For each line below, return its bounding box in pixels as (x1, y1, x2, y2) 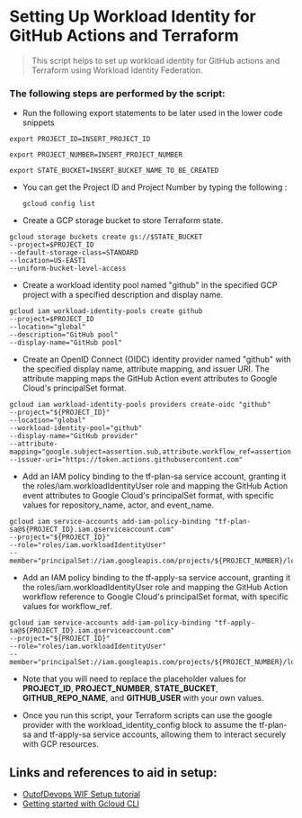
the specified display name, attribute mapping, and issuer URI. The (22, 364, 270, 374)
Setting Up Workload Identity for (9, 6, 256, 27)
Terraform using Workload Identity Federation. (31, 65, 203, 76)
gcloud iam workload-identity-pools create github (9, 307, 203, 316)
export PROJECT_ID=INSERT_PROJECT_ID (9, 135, 151, 144)
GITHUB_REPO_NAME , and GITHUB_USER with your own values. (22, 693, 264, 704)
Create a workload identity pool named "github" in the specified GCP (22, 280, 278, 291)
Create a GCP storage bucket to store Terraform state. (22, 215, 224, 226)
